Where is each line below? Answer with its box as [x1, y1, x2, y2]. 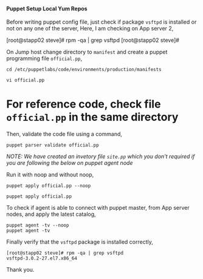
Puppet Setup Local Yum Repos [6, 5, 88, 12]
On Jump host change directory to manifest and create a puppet [6, 49, 168, 56]
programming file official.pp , [6, 55, 83, 62]
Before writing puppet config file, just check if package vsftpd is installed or [6, 18, 197, 26]
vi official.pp [6, 77, 45, 83]
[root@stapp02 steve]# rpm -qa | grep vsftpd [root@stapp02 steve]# [6, 36, 179, 44]
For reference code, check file [6, 97, 161, 111]
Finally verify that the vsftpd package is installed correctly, [6, 238, 154, 246]
